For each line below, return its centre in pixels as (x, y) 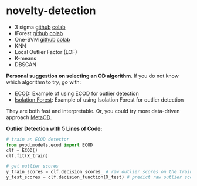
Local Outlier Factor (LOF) (46, 52)
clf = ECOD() (22, 150)
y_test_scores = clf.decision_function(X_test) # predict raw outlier (94, 177)
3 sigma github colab (40, 27)
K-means (26, 58)
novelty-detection (51, 11)
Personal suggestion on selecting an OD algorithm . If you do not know (92, 76)
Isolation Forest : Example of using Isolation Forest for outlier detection (99, 99)
